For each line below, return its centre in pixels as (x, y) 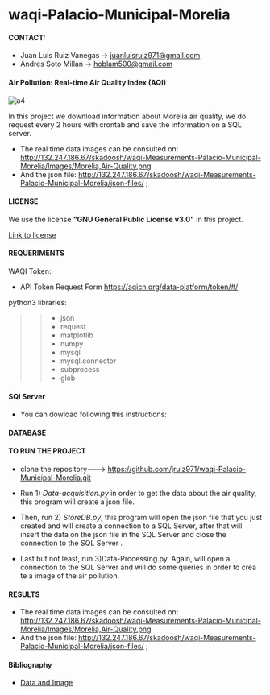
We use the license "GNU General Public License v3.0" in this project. (126, 219)
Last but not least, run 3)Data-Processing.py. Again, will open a (125, 558)
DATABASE (27, 432)
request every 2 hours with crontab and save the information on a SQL (125, 124)
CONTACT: (27, 37)
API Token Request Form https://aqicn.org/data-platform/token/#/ (129, 287)
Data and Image (46, 683)
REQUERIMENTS (37, 253)
